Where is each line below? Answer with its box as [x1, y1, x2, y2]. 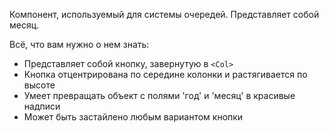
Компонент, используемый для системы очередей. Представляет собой [9, 9, 320, 20]
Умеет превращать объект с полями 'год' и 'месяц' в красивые [23, 90, 296, 101]
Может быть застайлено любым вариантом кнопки [23, 111, 244, 123]
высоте [23, 79, 56, 91]
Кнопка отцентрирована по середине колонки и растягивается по [23, 69, 308, 80]
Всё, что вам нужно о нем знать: [9, 39, 150, 50]
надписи [23, 100, 61, 112]
